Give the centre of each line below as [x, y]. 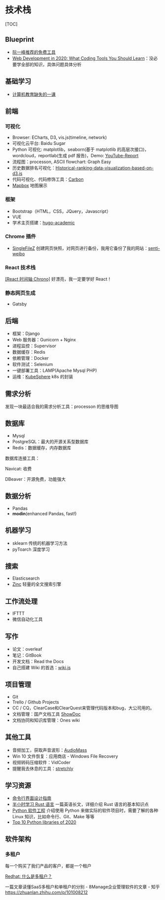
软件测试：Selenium [33, 365]
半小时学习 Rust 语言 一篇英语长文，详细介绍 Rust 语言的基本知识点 [81, 804]
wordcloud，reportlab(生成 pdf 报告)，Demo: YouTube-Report [75, 156]
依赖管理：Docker [31, 358]
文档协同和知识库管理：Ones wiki [46, 720]
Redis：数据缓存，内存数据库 [42, 448]
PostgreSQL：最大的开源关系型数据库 [50, 441]
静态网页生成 [20, 293]
